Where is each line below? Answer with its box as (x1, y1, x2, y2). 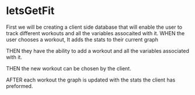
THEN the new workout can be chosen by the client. (6, 65, 131, 72)
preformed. (6, 82, 33, 89)
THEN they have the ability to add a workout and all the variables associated (6, 47, 190, 54)
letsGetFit (6, 4, 55, 18)
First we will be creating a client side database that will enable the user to (6, 23, 183, 30)
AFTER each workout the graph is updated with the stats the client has (6, 76, 176, 83)
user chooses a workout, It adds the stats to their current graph (6, 36, 159, 43)
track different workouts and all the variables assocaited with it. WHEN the (6, 29, 185, 36)
